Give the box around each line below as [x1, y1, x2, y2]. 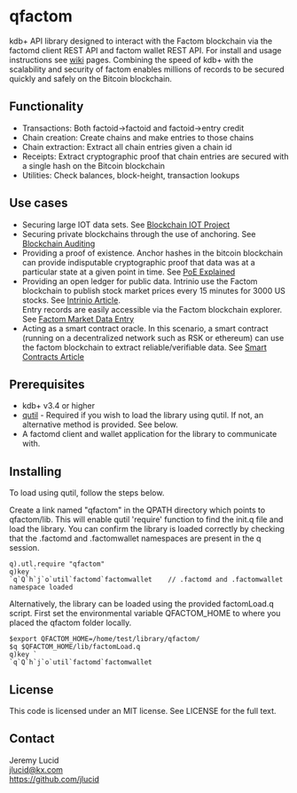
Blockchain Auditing [21, 238, 96, 249]
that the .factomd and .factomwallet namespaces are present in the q [9, 533, 262, 543]
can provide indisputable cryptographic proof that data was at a [21, 257, 255, 267]
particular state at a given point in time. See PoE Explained [21, 266, 236, 277]
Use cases [9, 195, 68, 210]
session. [9, 543, 40, 553]
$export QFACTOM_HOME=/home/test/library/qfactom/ [9, 635, 200, 644]
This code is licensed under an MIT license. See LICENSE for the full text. [9, 706, 277, 716]
